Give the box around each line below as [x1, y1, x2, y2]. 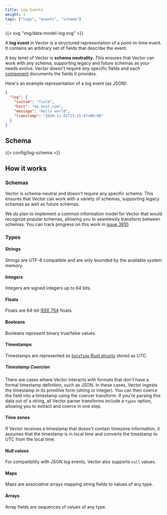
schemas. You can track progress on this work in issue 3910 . [5, 221, 130, 227]
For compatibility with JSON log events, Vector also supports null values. [5, 459, 156, 465]
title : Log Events [5, 7, 43, 12]
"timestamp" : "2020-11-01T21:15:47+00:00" [14, 113, 104, 118]
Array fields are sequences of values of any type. [5, 504, 107, 510]
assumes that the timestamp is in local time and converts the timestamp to [5, 431, 158, 437]
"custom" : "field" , [14, 99, 55, 105]
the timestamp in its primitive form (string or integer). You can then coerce [5, 387, 158, 393]
